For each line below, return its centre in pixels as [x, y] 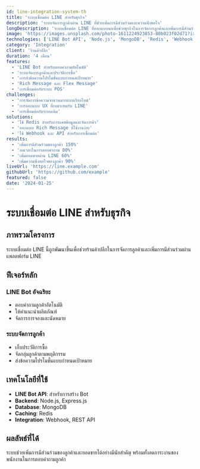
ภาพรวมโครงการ [30, 235]
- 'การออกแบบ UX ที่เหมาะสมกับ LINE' [50, 106]
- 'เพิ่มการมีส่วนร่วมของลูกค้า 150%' [45, 144]
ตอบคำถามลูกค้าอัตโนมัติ [38, 305]
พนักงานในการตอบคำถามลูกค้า [36, 459]
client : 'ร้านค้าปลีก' [28, 51]
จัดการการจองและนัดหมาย [40, 318]
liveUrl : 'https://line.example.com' [53, 167]
